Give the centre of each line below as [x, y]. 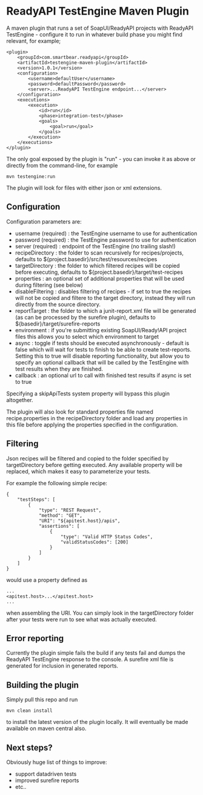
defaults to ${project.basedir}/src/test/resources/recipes [86, 259]
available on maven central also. [46, 728]
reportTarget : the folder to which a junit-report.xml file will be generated [105, 310]
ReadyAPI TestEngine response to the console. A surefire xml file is [90, 660]
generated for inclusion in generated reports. [62, 666]
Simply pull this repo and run [42, 700]
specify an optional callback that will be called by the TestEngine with [102, 362]
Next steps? [29, 747]
